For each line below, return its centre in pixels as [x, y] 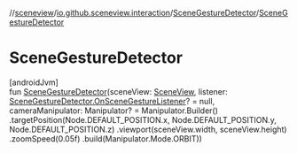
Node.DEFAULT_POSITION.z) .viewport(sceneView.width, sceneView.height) [148, 129]
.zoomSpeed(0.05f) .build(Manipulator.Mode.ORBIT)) [106, 138]
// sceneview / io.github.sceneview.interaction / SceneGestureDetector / [134, 13]
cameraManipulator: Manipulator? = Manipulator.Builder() [114, 111]
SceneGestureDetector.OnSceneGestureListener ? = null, [112, 101]
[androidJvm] [34, 82]
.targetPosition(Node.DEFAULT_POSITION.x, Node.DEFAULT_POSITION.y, [143, 119]
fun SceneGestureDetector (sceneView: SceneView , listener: [118, 91]
